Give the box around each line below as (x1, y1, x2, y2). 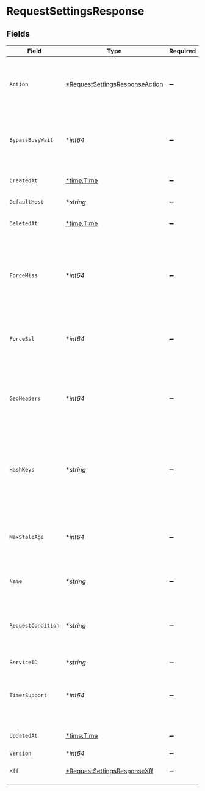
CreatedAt (9, 177, 38, 184)
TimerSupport (9, 692, 48, 699)
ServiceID (9, 659, 38, 666)
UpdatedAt (9, 732, 38, 739)
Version (9, 750, 32, 757)
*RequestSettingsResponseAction (65, 80, 164, 88)
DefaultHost (9, 199, 45, 206)
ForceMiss (9, 272, 38, 279)
